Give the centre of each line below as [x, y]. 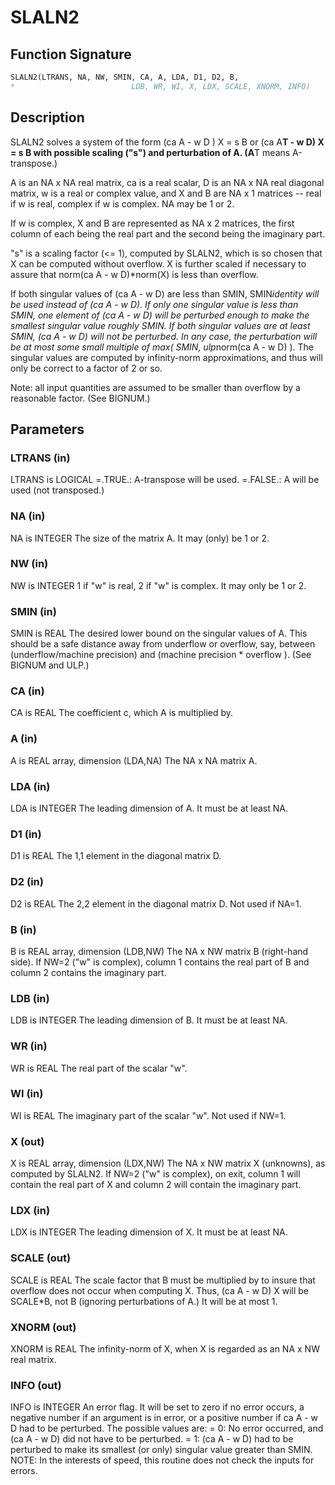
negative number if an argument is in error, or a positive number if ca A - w [164, 1418]
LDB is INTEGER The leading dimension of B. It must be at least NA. [149, 1020]
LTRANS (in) [40, 458]
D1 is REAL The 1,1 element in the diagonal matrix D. [116, 856]
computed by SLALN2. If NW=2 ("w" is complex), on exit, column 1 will [155, 1174]
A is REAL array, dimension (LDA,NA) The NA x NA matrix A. [134, 760]
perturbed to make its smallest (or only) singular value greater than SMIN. [161, 1450]
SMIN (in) [33, 611]
